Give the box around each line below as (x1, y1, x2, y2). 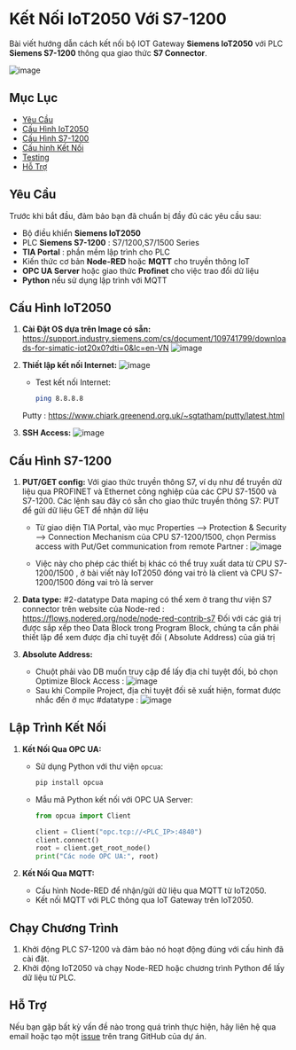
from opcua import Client (35, 811, 131, 820)
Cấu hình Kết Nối (21, 142, 84, 153)
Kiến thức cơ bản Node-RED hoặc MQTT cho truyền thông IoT (21, 255, 251, 266)
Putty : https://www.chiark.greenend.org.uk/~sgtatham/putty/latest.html (21, 411, 285, 421)
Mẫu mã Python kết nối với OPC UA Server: (35, 794, 193, 804)
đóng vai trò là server (75, 577, 154, 588)
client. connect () (35, 835, 100, 844)
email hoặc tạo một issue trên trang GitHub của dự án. (9, 1030, 206, 1041)
